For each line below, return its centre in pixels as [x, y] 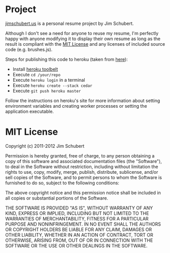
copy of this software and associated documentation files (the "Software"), [84, 161]
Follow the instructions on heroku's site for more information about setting [83, 101]
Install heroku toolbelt [35, 69]
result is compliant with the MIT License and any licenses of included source [85, 44]
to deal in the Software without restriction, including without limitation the [82, 167]
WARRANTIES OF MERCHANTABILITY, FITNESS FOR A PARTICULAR [77, 218]
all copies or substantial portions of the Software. [57, 198]
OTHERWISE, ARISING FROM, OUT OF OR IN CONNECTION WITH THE [79, 240]
